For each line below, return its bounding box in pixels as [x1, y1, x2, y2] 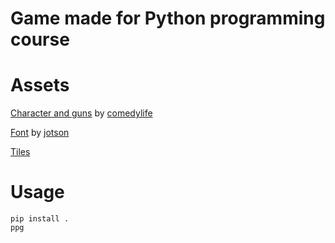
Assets [10, 74, 70, 97]
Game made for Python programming [10, 7, 326, 30]
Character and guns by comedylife [10, 107, 153, 119]
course [10, 28, 70, 51]
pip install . [10, 214, 70, 224]
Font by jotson [10, 127, 70, 139]
